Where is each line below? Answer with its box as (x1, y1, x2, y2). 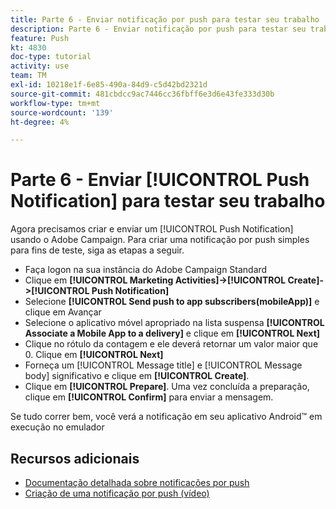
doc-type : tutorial (10, 52, 92, 62)
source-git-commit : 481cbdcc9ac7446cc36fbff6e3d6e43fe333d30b (10, 89, 275, 99)
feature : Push (10, 33, 70, 43)
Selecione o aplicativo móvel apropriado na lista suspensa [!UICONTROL (24, 317, 325, 329)
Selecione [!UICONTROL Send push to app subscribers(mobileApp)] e (24, 296, 320, 308)
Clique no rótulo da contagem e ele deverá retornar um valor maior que (24, 338, 319, 350)
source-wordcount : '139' (10, 107, 114, 118)
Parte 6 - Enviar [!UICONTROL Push (10, 169, 310, 191)
